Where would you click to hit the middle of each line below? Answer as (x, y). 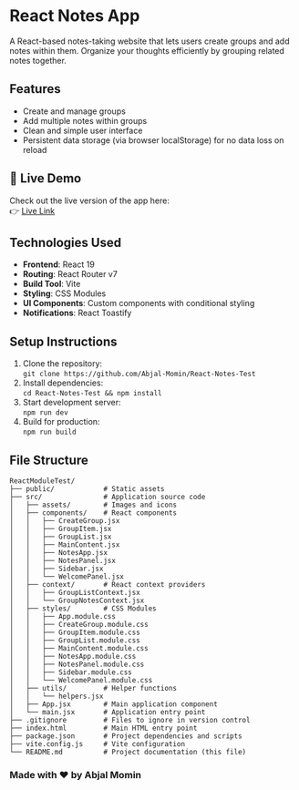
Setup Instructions (63, 341)
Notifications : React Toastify (77, 313)
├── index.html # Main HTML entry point (103, 728)
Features (35, 89)
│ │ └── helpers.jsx (57, 696)
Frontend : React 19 (59, 264)
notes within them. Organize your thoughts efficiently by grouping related (147, 50)
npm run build (49, 432)
